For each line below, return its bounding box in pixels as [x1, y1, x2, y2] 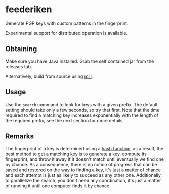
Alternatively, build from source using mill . [5, 73, 93, 79]
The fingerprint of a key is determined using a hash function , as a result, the [5, 145, 163, 152]
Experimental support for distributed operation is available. [5, 30, 128, 36]
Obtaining [5, 44, 37, 54]
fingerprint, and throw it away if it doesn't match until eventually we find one [5, 156, 164, 162]
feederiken [5, 4, 52, 15]
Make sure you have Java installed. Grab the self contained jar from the [5, 58, 154, 64]
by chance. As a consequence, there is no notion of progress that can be [5, 162, 157, 168]
